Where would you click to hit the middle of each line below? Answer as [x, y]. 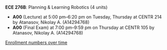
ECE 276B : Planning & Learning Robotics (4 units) [56, 7]
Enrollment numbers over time [36, 42]
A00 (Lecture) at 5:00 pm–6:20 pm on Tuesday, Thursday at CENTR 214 [87, 17]
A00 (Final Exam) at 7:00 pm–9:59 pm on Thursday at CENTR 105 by [83, 27]
